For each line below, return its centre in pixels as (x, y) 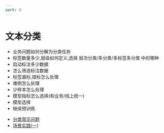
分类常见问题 (26, 119)
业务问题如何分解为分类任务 (42, 52)
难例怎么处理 (26, 83)
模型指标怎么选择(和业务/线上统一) (48, 96)
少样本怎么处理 (28, 90)
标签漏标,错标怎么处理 (36, 77)
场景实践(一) (26, 125)
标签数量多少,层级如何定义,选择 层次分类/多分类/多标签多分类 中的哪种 (86, 58)
